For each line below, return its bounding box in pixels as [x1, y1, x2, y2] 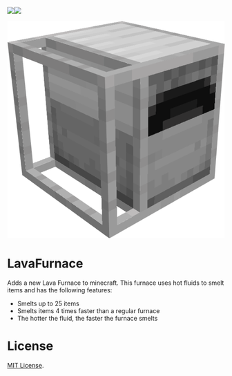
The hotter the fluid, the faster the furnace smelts [17, 314, 158, 323]
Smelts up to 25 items [17, 299, 79, 308]
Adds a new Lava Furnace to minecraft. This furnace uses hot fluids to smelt [7, 279, 224, 287]
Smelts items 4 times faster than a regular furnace [17, 307, 160, 315]
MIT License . [7, 361, 44, 370]
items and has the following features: [7, 286, 113, 294]
